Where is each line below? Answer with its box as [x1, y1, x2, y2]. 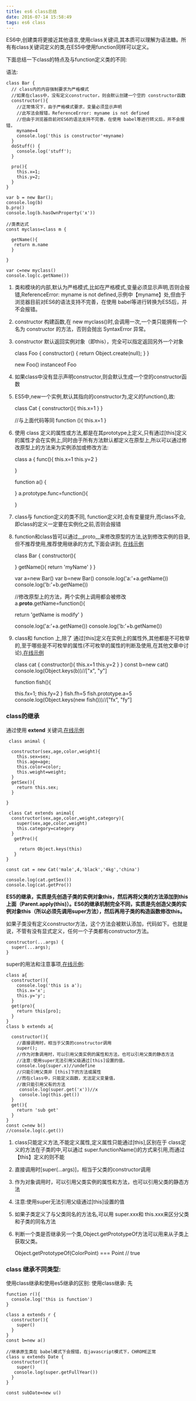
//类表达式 [6, 221, 29, 228]
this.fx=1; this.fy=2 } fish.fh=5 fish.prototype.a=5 [14, 690, 133, 697]
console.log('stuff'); [16, 148, 72, 154]
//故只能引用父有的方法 [16, 1081, 66, 1087]
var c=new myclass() [6, 268, 57, 273]
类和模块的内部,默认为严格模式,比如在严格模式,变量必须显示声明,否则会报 [14, 284, 190, 291]
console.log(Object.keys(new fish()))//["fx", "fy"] [14, 696, 132, 703]
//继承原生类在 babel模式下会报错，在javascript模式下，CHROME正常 [6, 1349, 156, 1355]
